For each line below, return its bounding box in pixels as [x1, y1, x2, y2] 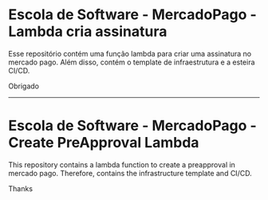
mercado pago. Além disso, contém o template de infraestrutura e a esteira [8, 57, 255, 67]
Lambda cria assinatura [8, 22, 167, 41]
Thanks [8, 183, 33, 193]
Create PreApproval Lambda [8, 134, 199, 152]
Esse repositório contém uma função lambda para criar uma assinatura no [8, 49, 252, 58]
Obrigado [8, 81, 40, 91]
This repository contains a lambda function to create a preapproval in [8, 159, 235, 169]
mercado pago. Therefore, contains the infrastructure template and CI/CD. [8, 168, 253, 178]
